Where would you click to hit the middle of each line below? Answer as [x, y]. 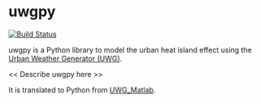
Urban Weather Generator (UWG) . [65, 58]
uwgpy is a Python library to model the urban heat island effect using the [130, 49]
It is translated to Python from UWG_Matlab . [82, 90]
